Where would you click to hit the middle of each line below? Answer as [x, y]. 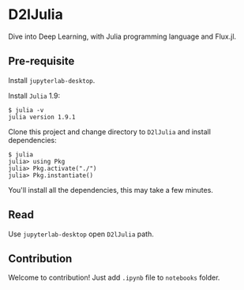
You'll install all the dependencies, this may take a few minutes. [111, 190]
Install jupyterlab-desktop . [52, 80]
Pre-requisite [41, 61]
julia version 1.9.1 [42, 117]
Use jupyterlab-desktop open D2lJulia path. [81, 234]
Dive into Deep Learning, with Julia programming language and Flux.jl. [122, 36]
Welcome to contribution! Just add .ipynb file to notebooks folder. [114, 277]
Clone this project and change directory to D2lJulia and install [110, 131]
